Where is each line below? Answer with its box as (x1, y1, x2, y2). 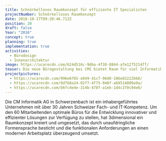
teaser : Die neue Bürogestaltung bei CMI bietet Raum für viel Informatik (5, 67, 163, 72)
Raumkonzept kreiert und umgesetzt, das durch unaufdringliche (5, 119, 135, 126)
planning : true (5, 39, 37, 44)
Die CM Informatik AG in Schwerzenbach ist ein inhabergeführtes (5, 99, 138, 105)
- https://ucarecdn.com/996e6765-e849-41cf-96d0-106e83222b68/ (9, 76, 142, 81)
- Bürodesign (9, 53, 37, 58)
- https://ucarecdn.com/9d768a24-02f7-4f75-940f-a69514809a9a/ (9, 80, 142, 85)
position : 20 (5, 21, 32, 26)
